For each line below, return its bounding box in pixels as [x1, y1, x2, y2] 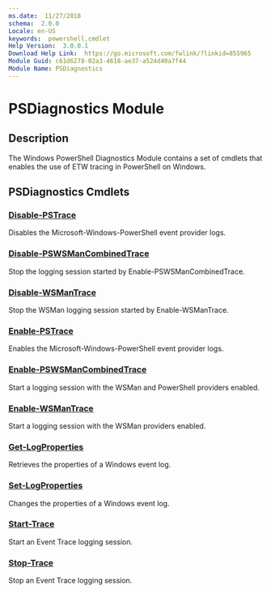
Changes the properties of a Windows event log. [8, 498, 170, 508]
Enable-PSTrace [8, 325, 74, 336]
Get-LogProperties [8, 441, 84, 452]
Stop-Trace [8, 557, 54, 568]
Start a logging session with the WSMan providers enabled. [8, 420, 206, 430]
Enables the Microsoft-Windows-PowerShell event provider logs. [8, 343, 224, 353]
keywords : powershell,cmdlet [8, 34, 111, 43]
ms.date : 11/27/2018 [8, 11, 82, 20]
